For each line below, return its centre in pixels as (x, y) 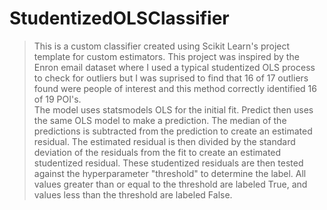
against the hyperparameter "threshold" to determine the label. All (170, 173)
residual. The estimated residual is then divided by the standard (164, 141)
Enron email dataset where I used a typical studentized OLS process (174, 67)
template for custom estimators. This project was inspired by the (166, 56)
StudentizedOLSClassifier (119, 18)
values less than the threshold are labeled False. (133, 194)
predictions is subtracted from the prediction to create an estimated (173, 131)
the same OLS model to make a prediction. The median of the (160, 120)
